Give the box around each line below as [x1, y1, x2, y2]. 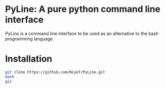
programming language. [5, 36, 55, 42]
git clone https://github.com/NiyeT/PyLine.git [5, 70, 106, 75]
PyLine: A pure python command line [5, 3, 161, 15]
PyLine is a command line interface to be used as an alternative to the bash [5, 30, 159, 36]
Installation [5, 53, 53, 65]
